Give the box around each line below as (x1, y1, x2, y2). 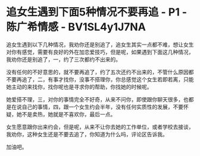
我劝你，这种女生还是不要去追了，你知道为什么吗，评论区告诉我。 (6, 130, 168, 138)
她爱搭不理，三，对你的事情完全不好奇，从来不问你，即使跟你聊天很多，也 (6, 95, 189, 103)
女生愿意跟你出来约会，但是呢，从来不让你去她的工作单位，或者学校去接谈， (6, 123, 194, 130)
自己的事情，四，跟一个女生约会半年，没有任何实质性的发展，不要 (21, 103, 183, 110)
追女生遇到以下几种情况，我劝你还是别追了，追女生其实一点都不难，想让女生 (6, 41, 194, 48)
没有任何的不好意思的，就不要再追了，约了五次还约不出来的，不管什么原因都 (6, 68, 194, 75)
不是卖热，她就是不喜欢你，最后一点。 (21, 110, 116, 117)
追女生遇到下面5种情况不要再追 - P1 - (6, 5, 187, 19)
